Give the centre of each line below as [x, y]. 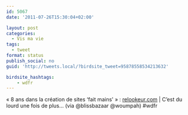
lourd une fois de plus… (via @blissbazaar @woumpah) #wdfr [82, 106]
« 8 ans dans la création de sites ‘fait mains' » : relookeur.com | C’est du [94, 100]
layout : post [22, 28]
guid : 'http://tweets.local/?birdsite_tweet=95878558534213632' [87, 66]
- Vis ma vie [28, 39]
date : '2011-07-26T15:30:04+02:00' [50, 17]
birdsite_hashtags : [30, 77]
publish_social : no [30, 61]
